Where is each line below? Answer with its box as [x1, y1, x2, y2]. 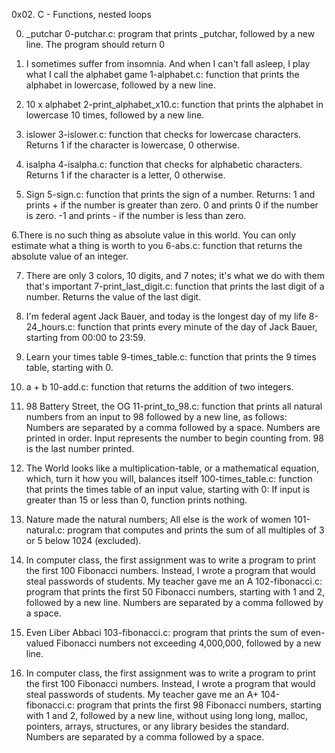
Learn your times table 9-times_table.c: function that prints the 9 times [25, 351, 317, 363]
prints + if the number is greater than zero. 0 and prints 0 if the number [25, 199, 319, 211]
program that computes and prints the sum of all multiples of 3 [67, 524, 325, 536]
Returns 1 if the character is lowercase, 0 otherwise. [25, 139, 241, 151]
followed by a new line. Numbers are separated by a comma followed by [25, 597, 324, 608]
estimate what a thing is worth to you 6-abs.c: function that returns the [11, 240, 303, 251]
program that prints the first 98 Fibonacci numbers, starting [76, 699, 322, 711]
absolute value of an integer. [11, 250, 129, 262]
